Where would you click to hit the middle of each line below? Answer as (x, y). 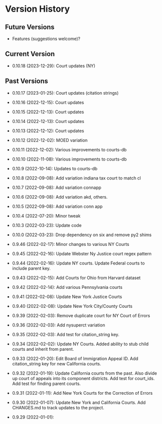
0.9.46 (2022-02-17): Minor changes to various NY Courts (71, 244)
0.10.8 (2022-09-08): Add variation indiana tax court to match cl (77, 178)
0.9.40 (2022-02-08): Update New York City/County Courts (72, 306)
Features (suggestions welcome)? (46, 39)
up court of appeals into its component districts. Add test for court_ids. (83, 378)
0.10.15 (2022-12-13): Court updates (48, 112)
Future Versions (30, 27)
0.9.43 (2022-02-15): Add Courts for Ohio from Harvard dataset (76, 278)
